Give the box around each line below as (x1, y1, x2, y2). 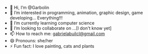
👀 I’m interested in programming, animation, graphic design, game (9, 10, 143, 16)
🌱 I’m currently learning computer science (9, 20, 95, 26)
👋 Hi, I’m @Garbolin (9, 5, 49, 10)
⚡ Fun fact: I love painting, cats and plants (9, 43, 95, 49)
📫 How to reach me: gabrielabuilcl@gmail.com (9, 31, 105, 36)
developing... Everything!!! (9, 15, 63, 20)
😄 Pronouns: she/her (9, 38, 53, 43)
